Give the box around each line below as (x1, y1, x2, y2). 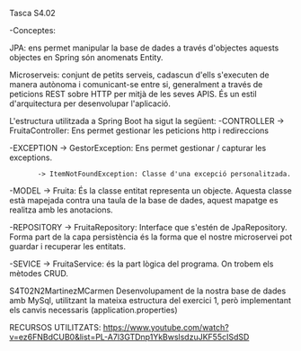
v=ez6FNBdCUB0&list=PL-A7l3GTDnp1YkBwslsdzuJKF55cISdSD (9, 332, 250, 342)
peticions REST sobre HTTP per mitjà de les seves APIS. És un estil (9, 89, 258, 99)
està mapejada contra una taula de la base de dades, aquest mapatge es (9, 195, 279, 205)
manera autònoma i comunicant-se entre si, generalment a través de (9, 79, 263, 89)
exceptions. (9, 152, 52, 163)
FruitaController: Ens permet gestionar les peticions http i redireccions (9, 125, 270, 136)
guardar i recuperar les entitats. (9, 241, 126, 251)
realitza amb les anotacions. (9, 204, 114, 215)
